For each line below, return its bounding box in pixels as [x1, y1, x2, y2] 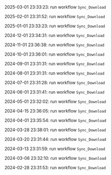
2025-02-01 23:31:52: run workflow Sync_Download [4, 14, 105, 19]
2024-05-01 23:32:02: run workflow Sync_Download [4, 98, 106, 104]
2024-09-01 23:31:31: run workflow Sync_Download [4, 61, 105, 66]
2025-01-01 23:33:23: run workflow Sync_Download [4, 23, 105, 29]
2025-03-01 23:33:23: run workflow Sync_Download [4, 4, 106, 10]
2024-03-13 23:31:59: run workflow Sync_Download [4, 146, 105, 152]
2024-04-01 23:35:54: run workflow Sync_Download [4, 117, 107, 123]
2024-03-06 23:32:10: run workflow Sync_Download [4, 156, 107, 161]
